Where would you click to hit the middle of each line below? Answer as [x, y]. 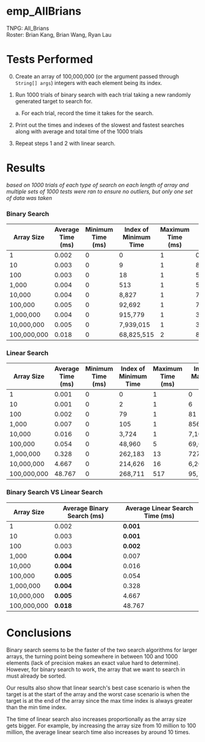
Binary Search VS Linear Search [55, 492]
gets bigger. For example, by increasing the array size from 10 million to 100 [101, 725]
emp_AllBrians [44, 11]
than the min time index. [37, 707]
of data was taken [29, 198]
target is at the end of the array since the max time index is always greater [100, 700]
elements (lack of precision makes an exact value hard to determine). [93, 662]
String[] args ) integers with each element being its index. [89, 83]
